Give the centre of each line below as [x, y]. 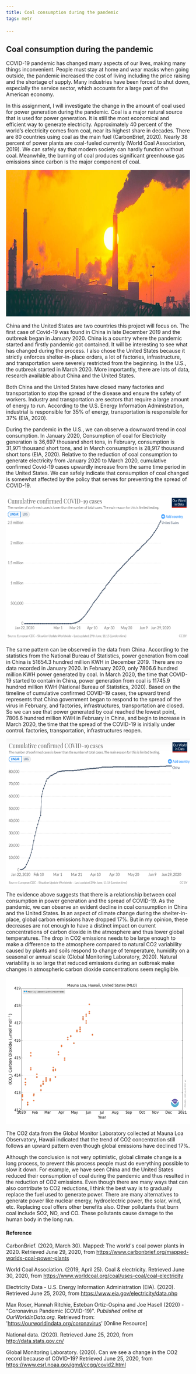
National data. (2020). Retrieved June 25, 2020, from [70, 1335]
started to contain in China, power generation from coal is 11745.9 [91, 681]
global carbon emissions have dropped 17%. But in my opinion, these [105, 919]
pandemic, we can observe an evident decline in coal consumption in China [97, 907]
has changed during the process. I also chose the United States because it [96, 351]
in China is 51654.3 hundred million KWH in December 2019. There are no [94, 662]
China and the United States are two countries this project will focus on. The [98, 326]
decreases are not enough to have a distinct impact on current [81, 926]
